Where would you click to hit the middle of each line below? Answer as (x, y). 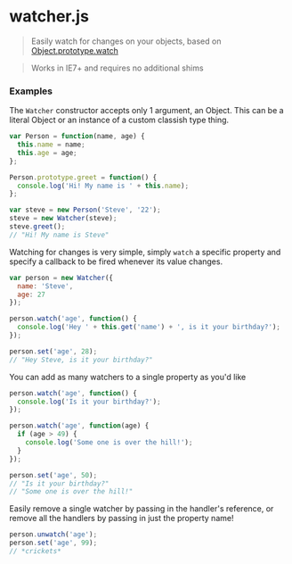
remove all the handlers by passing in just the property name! (122, 518)
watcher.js (49, 17)
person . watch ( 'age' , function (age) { (79, 426)
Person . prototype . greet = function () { (83, 177)
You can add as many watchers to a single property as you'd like (128, 377)
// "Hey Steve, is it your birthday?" (81, 360)
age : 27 (32, 294)
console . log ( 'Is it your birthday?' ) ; (89, 402)
